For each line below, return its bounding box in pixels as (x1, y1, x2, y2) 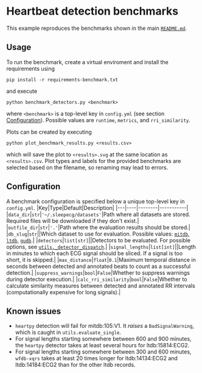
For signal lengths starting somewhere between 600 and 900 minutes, (15, 335, 192, 342)
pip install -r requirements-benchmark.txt (6, 76, 119, 83)
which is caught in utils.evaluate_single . (15, 328, 122, 336)
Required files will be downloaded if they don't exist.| (6, 217, 139, 224)
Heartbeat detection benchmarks (6, 4, 178, 18)
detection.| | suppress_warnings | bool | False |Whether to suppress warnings (6, 269, 190, 276)
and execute (6, 87, 38, 95)
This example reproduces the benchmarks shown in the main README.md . (6, 24, 187, 32)
